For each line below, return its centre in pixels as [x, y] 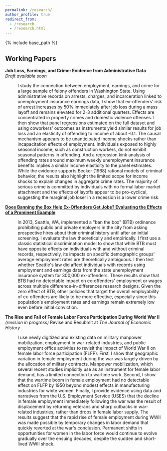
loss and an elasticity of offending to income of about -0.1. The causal [89, 133]
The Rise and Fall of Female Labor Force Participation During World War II [83, 317]
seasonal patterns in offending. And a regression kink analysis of [84, 155]
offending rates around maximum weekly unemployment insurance [86, 160]
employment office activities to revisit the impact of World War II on [87, 348]
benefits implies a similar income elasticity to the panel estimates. [85, 165]
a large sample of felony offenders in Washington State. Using [81, 91]
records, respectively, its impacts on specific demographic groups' [86, 254]
